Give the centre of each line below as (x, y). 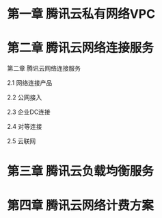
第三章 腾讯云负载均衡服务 (80, 171)
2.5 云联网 (22, 141)
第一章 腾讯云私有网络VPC (81, 14)
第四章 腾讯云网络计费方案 (80, 205)
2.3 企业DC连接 (29, 112)
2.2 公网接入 (25, 97)
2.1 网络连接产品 (30, 83)
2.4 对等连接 (25, 127)
